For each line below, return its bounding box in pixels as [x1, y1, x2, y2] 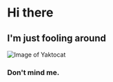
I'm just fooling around [7, 32, 107, 44]
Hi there [7, 5, 54, 21]
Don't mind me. [7, 68, 60, 77]
